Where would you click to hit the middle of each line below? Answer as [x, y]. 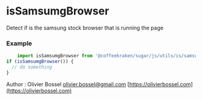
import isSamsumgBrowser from [55, 56]
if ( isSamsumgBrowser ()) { [40, 61]
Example [19, 43]
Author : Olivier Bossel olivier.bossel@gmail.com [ [68, 84]
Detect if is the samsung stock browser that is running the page [85, 28]
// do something [32, 67]
